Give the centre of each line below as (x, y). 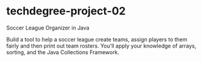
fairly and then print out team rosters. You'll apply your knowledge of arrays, (101, 46)
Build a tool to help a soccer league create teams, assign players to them (97, 39)
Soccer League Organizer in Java (48, 28)
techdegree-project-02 (66, 11)
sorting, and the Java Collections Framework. (63, 52)
